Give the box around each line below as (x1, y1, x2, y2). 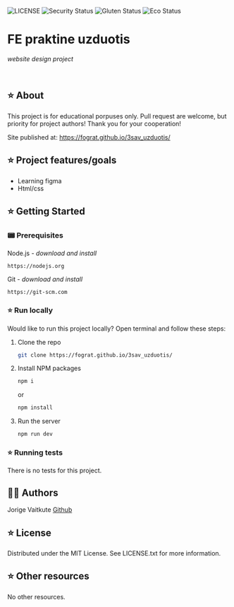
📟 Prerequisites (7, 230, 63, 240)
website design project (7, 54, 74, 63)
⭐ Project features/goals (7, 154, 117, 166)
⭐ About (7, 90, 44, 102)
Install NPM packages (17, 364, 81, 373)
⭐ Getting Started (7, 205, 86, 217)
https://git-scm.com (7, 289, 68, 296)
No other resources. (7, 592, 66, 601)
